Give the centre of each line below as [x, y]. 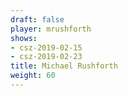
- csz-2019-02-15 [46, 47]
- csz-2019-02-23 [46, 57]
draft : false [37, 19]
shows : [24, 38]
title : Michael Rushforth [64, 66]
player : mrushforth [51, 29]
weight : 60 [33, 76]
